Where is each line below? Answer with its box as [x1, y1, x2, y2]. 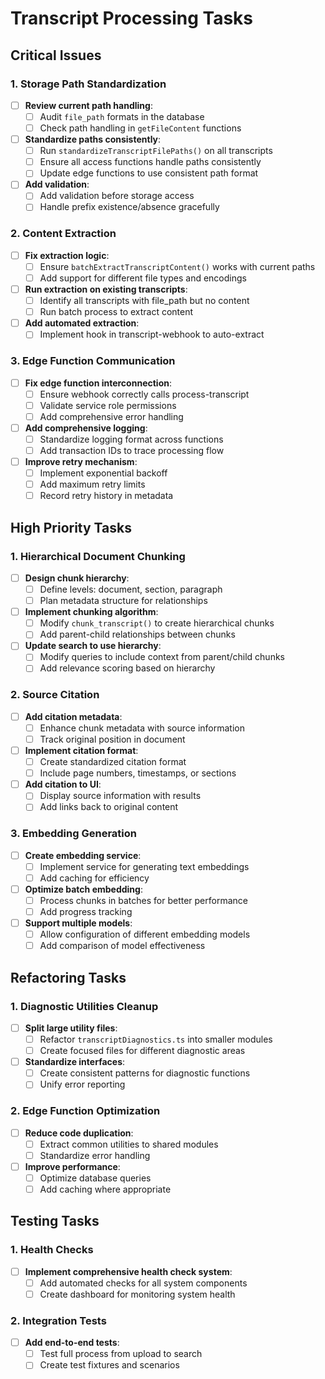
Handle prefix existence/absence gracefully [39, 201, 220, 213]
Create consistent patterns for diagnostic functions [39, 1067, 251, 1079]
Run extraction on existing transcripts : [24, 283, 188, 295]
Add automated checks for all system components [39, 1277, 248, 1289]
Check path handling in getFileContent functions [39, 122, 242, 134]
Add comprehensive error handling [39, 410, 184, 422]
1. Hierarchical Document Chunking [10, 549, 186, 563]
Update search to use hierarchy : [24, 640, 162, 652]
